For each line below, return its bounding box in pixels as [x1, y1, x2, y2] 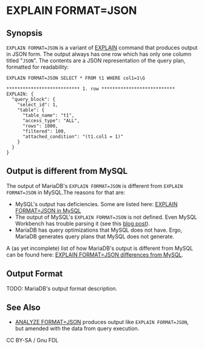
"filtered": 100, [22, 128, 67, 134]
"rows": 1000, [22, 123, 59, 129]
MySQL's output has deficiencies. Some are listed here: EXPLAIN [15, 200, 178, 207]
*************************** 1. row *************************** [6, 86, 175, 92]
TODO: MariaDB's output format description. [6, 285, 118, 292]
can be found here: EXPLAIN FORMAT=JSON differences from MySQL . [6, 251, 184, 258]
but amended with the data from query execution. [15, 325, 140, 332]
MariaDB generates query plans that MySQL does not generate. [15, 232, 175, 240]
